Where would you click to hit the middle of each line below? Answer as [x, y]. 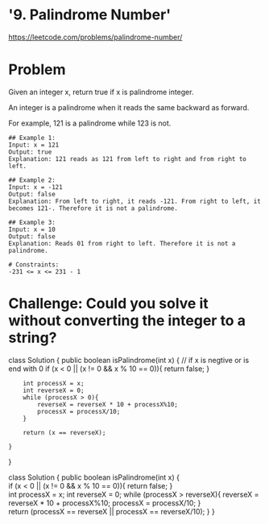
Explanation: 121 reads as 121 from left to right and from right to [128, 159]
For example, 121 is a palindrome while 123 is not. [90, 123]
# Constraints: [34, 264]
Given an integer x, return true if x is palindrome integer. [101, 92]
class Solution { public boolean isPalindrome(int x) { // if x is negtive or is [129, 360]
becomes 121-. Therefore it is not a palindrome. [93, 208]
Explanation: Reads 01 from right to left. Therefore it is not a [122, 243]
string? [33, 338]
